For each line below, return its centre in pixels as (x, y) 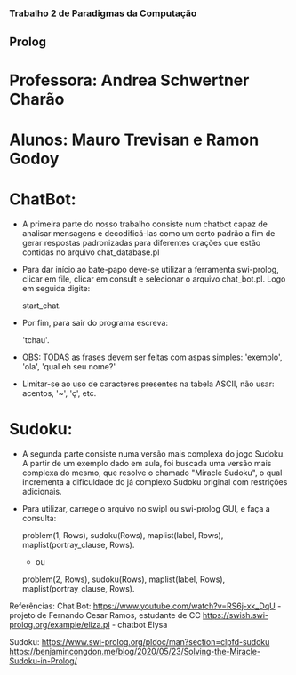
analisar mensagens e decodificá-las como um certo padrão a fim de (148, 233)
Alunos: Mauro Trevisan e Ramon (134, 139)
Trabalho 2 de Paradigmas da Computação (103, 13)
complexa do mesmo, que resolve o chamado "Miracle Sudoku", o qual (152, 472)
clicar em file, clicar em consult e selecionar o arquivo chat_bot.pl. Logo (154, 279)
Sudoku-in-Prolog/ (43, 661)
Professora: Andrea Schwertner (129, 80)
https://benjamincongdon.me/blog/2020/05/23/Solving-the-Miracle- (135, 651)
